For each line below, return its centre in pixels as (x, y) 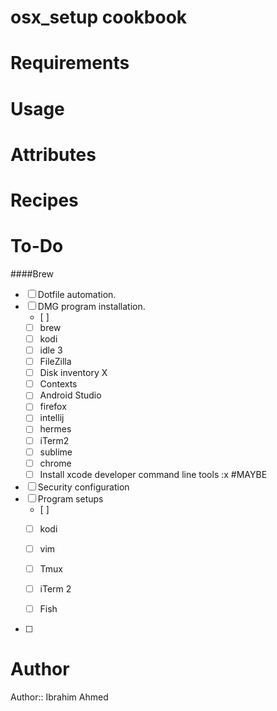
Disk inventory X (73, 373)
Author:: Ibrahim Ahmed (59, 697)
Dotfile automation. (77, 294)
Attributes (53, 154)
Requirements (70, 63)
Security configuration (83, 487)
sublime (56, 452)
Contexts (58, 384)
